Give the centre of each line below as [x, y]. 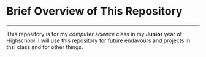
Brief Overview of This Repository [94, 11]
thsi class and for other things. [45, 47]
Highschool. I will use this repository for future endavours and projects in [98, 40]
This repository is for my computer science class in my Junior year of [94, 34]
